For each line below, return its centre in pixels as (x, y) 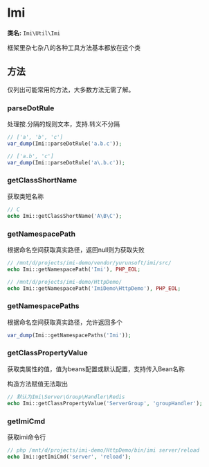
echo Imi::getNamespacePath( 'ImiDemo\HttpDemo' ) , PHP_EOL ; (94, 288)
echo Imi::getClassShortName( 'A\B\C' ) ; (65, 216)
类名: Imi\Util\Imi (34, 33)
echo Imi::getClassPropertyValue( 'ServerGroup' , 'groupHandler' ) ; (105, 403)
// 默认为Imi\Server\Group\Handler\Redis (66, 397)
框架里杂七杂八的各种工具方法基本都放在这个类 (74, 47)
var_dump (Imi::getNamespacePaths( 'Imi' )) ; (69, 335)
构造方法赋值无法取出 (37, 384)
